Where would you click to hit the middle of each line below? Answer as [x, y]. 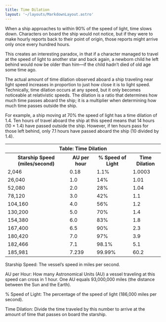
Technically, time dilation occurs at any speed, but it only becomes [73, 90]
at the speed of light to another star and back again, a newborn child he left [82, 59]
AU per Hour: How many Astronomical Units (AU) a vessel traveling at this [80, 274]
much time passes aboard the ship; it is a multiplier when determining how [81, 100]
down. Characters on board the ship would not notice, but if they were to [79, 34]
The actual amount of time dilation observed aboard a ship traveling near [79, 79]
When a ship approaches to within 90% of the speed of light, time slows [79, 28]
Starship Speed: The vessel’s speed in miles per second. [62, 264]
